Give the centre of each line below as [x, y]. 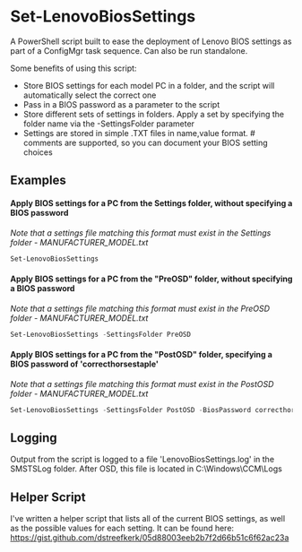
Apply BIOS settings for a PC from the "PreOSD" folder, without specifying [151, 279]
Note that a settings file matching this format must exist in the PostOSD [142, 384]
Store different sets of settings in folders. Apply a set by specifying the [154, 114]
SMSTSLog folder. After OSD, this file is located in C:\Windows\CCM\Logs [147, 469]
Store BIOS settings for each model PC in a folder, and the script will [149, 85]
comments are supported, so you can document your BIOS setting [145, 142]
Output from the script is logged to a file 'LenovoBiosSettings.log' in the [142, 460]
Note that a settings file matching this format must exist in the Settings [141, 233]
